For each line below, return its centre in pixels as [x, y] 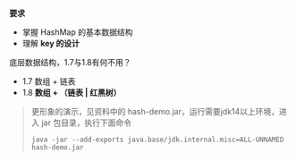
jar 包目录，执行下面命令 [87, 123]
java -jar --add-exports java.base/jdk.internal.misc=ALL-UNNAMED [157, 140]
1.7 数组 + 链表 [49, 81]
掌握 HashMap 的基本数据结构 [77, 32]
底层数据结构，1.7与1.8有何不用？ [70, 62]
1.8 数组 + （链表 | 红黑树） [72, 93]
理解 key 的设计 [51, 43]
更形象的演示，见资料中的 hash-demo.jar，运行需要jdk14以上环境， [155, 111]
